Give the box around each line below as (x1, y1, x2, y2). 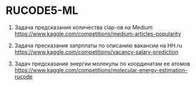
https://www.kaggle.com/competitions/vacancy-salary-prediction (14, 48, 178, 55)
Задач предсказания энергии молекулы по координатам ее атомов (14, 60, 191, 67)
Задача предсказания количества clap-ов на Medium (14, 24, 153, 31)
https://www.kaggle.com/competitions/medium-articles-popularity (14, 30, 181, 37)
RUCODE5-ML (5, 4, 78, 18)
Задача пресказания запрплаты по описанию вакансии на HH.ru (14, 42, 183, 49)
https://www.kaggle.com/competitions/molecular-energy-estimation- (14, 66, 188, 73)
